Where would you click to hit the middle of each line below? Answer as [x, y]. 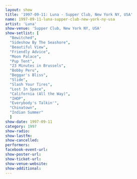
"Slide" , [19, 80]
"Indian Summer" [26, 113]
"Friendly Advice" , [30, 52]
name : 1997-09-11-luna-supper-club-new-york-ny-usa [60, 19]
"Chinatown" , [23, 108]
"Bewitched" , [23, 38]
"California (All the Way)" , [40, 94]
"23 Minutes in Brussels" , [38, 66]
